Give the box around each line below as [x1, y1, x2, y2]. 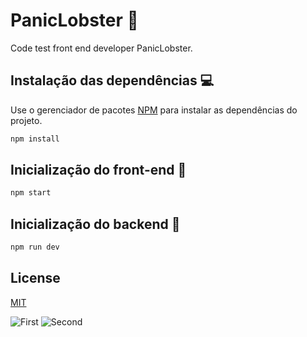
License [10, 270, 61, 287]
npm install [10, 134, 60, 144]
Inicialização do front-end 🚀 [10, 162, 187, 179]
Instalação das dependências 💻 [10, 72, 215, 89]
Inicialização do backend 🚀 [10, 215, 181, 233]
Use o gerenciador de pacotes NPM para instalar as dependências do [10, 104, 298, 116]
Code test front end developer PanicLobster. [10, 42, 193, 54]
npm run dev [10, 242, 60, 253]
